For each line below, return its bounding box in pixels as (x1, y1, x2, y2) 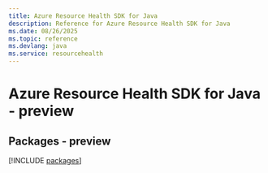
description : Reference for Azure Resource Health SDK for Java (8, 19, 231, 28)
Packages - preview (8, 134, 111, 148)
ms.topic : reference (8, 34, 79, 43)
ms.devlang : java (8, 42, 67, 50)
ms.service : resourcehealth (8, 50, 104, 58)
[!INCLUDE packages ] (8, 156, 82, 165)
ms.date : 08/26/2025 (8, 27, 79, 35)
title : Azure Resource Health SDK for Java (8, 11, 158, 20)
